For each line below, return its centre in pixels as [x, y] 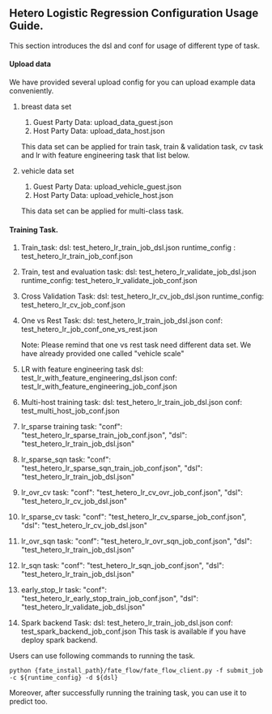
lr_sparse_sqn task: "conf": [66, 460]
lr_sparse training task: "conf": [72, 427]
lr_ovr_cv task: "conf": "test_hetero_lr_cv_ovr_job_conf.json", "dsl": [132, 492]
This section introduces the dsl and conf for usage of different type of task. [134, 45]
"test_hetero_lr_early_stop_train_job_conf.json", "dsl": [110, 599]
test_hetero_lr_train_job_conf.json [76, 256]
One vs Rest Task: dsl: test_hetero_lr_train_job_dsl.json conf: [122, 320]
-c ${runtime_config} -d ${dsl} [64, 678]
